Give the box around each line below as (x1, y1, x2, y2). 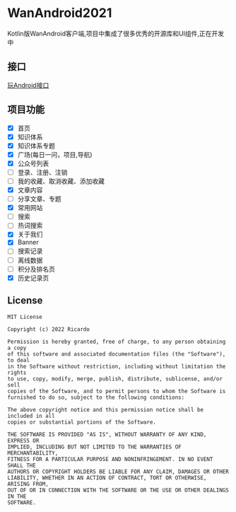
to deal (7, 356, 30, 363)
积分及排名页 (17, 264, 55, 273)
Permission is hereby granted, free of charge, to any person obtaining (7, 338, 226, 345)
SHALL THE (7, 462, 37, 469)
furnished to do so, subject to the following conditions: (7, 394, 185, 401)
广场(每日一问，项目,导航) (17, 150, 93, 158)
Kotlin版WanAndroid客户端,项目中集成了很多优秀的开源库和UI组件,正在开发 (7, 29, 225, 37)
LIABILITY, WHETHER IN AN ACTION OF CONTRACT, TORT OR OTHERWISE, (7, 474, 207, 482)
